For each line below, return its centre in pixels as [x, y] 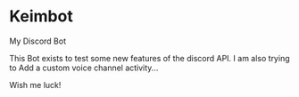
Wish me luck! [35, 85]
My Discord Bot [38, 41]
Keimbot [41, 16]
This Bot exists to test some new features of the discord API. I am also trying [149, 58]
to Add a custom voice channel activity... [84, 68]
